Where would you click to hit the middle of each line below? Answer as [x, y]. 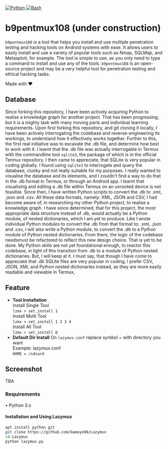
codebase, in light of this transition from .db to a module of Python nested [81, 250]
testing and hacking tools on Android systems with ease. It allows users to [82, 47]
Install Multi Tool [29, 316]
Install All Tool [27, 326]
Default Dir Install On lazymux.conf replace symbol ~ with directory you [87, 337]
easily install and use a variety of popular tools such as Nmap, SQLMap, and [84, 52]
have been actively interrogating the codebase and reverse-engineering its [82, 133]
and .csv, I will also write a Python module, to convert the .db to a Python [80, 229]
